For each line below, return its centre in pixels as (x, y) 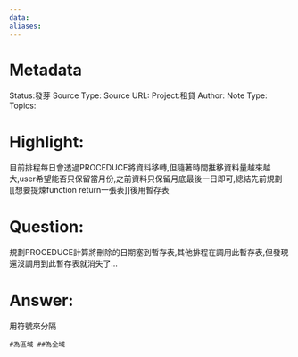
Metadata (46, 70)
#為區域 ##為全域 (37, 345)
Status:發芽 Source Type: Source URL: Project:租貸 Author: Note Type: (138, 95)
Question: (47, 226)
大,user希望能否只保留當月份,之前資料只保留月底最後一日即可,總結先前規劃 (146, 178)
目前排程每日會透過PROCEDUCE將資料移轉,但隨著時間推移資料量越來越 (140, 168)
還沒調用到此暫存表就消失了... (64, 263)
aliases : (25, 26)
